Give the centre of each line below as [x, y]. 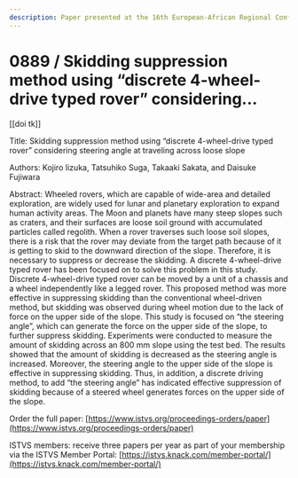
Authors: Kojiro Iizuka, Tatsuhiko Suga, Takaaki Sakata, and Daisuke [133, 167]
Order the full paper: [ [49, 419]
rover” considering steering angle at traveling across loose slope [127, 150]
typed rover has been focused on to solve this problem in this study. [133, 269]
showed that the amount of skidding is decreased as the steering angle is [143, 354]
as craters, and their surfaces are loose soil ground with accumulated [136, 222]
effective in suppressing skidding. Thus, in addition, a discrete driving [136, 372]
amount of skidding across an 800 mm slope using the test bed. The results [147, 345]
